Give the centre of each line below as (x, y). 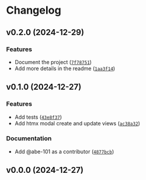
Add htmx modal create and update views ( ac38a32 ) (77, 123)
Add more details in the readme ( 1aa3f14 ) (65, 68)
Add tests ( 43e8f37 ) (38, 117)
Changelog (34, 10)
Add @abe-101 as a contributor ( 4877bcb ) (64, 151)
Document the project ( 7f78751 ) (53, 62)
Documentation (29, 138)
